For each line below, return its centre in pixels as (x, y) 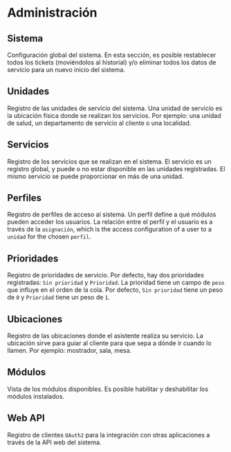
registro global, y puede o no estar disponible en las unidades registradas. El (116, 168)
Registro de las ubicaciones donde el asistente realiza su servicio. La (105, 336)
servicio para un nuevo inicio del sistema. (66, 70)
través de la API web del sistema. (54, 442)
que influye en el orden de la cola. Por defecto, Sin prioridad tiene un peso (115, 290)
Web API (26, 418)
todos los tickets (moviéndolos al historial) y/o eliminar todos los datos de (112, 62)
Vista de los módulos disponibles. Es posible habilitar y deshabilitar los (108, 389)
